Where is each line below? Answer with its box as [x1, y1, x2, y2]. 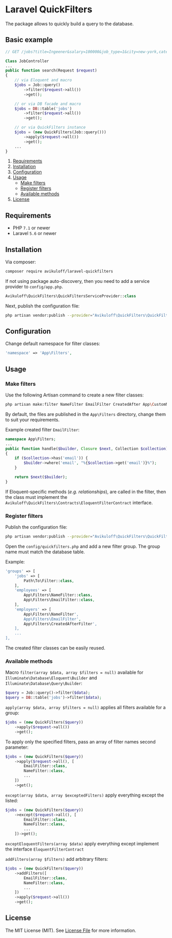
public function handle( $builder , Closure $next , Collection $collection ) [5, 446, 168, 451]
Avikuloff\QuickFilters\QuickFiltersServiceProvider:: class [5, 293, 137, 299]
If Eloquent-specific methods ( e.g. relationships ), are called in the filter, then [5, 489, 166, 495]
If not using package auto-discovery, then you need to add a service [5, 278, 150, 284]
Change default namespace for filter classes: [5, 340, 100, 347]
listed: [5, 797, 18, 803]
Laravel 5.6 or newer [12, 230, 57, 237]
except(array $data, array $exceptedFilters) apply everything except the [5, 792, 164, 798]
